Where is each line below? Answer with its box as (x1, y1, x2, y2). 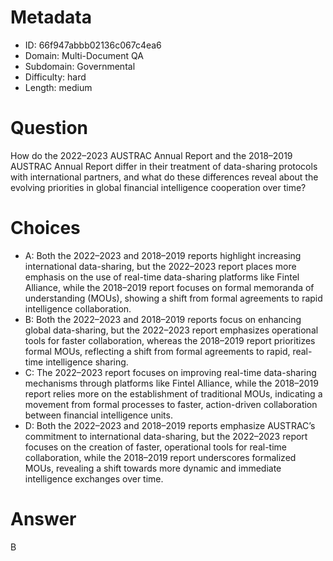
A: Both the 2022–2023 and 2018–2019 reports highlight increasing (24, 249, 302, 261)
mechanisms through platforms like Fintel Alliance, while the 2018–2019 (24, 377, 319, 389)
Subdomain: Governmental (24, 60, 136, 72)
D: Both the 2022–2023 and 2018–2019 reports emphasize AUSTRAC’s (24, 419, 316, 431)
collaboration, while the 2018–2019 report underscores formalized (24, 451, 297, 463)
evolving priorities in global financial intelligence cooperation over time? (10, 181, 307, 193)
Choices (10, 217, 81, 240)
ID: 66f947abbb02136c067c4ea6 (24, 39, 162, 51)
